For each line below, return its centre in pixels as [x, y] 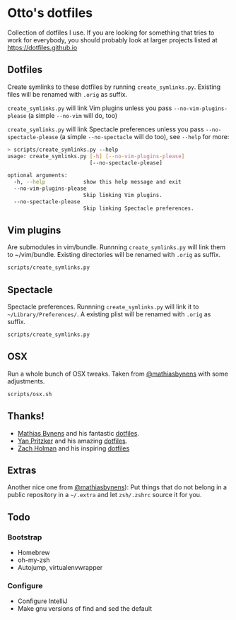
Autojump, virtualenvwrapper [60, 567]
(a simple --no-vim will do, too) [73, 115]
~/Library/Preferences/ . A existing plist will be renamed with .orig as [109, 314]
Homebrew [34, 553]
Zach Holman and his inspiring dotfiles [73, 448]
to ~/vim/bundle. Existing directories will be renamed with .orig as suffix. [114, 255]
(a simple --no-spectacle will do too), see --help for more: [144, 136]
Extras [22, 470]
